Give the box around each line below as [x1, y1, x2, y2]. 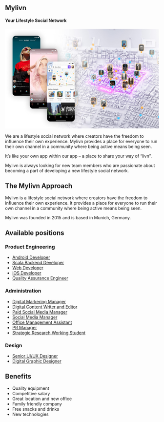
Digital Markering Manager [12, 298, 66, 304]
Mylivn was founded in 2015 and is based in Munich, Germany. [5, 214, 131, 220]
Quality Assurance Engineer [12, 275, 68, 281]
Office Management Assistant [12, 319, 72, 325]
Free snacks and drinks [12, 406, 60, 412]
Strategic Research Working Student [12, 330, 86, 336]
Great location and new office [12, 396, 72, 401]
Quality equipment [12, 385, 50, 391]
